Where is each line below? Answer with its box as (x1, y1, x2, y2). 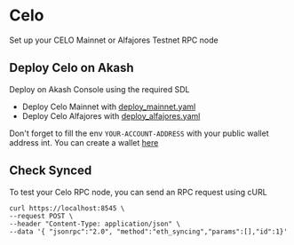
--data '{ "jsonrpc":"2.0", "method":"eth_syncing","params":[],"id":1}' (9, 227, 289, 236)
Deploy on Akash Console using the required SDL (9, 83, 190, 94)
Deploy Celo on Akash (9, 60, 135, 75)
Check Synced (9, 163, 92, 178)
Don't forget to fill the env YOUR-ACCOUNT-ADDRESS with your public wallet (9, 128, 269, 138)
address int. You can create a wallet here (9, 137, 159, 147)
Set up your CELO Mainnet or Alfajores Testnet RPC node (9, 35, 219, 45)
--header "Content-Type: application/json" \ (9, 219, 180, 228)
